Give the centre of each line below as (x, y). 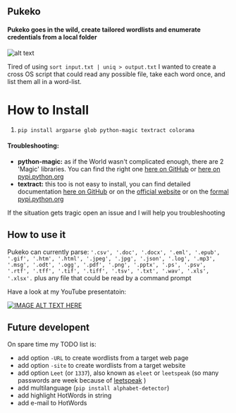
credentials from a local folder (52, 37)
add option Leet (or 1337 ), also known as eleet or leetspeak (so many (118, 373)
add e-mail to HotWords (52, 403)
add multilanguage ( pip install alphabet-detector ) (93, 388)
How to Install (48, 110)
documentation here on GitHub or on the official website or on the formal (123, 191)
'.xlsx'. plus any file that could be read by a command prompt (99, 277)
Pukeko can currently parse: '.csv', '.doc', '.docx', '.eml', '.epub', (114, 252)
